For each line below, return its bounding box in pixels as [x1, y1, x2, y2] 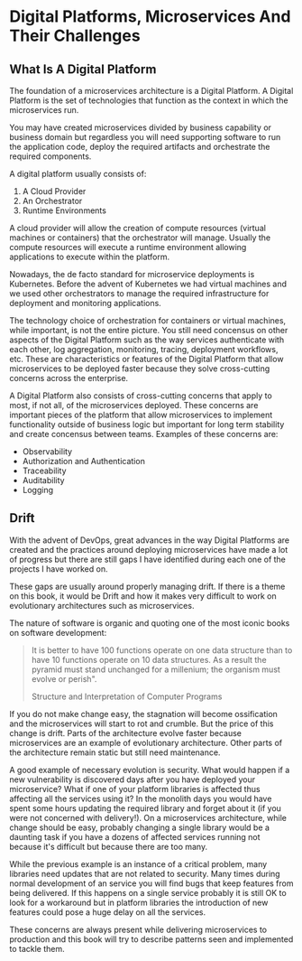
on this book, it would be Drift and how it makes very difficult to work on [9, 590, 277, 602]
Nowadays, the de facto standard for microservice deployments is [9, 269, 255, 279]
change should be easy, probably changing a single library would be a [9, 822, 270, 833]
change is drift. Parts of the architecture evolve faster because [9, 727, 242, 738]
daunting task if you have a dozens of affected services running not [9, 831, 261, 842]
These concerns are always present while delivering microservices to [9, 924, 268, 935]
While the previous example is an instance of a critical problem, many [9, 858, 268, 869]
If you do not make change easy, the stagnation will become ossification [9, 708, 278, 719]
